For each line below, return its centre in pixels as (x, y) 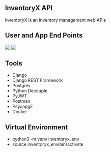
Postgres (21, 86)
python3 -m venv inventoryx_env (46, 139)
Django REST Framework (37, 80)
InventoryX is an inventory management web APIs (55, 20)
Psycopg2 (22, 106)
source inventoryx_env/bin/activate (48, 144)
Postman (21, 101)
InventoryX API (29, 8)
